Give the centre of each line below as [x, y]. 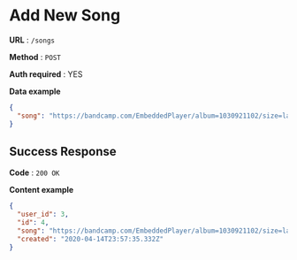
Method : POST [35, 57]
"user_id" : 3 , [43, 214]
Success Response [63, 151]
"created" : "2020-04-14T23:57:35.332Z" [91, 239]
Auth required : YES [46, 74]
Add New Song [65, 15]
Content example [42, 190]
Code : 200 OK [34, 172]
